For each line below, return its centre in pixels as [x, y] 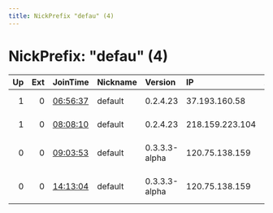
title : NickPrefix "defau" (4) [61, 16]
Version [160, 82]
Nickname [117, 82]
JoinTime [71, 82]
